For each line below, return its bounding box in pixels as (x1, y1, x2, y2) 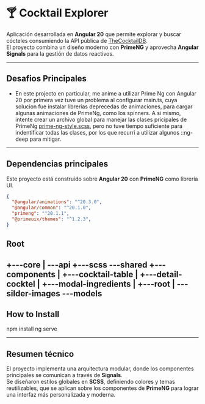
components (6, 269, 56, 280)
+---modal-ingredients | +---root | (41, 279, 176, 289)
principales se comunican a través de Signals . (6, 372, 123, 379)
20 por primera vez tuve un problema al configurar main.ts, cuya (15, 96, 178, 103)
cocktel (6, 279, 35, 289)
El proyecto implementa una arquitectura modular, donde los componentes (6, 365, 194, 372)
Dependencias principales (6, 159, 109, 170)
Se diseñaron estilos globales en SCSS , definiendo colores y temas (6, 378, 175, 386)
